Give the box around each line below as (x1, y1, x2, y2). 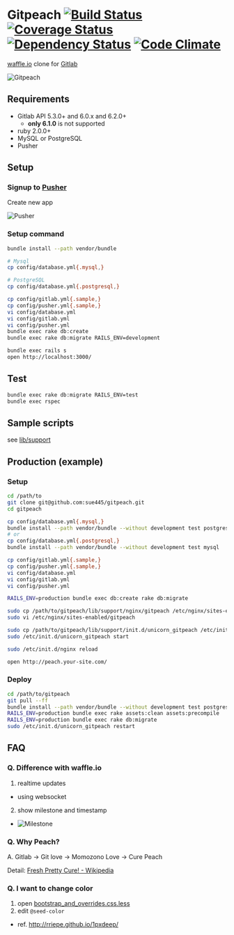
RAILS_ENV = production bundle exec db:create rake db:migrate (7, 595, 189, 602)
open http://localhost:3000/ (7, 354, 92, 361)
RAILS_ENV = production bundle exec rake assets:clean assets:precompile (7, 710, 219, 717)
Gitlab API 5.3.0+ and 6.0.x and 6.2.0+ (17, 111, 127, 120)
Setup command (7, 229, 65, 239)
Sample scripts (7, 417, 75, 428)
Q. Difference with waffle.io (7, 763, 102, 773)
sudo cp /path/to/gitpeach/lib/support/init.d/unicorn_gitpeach (7, 627, 198, 634)
